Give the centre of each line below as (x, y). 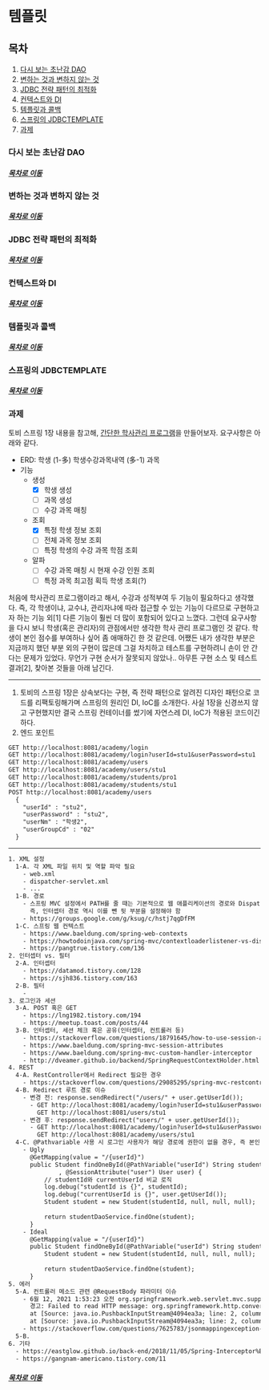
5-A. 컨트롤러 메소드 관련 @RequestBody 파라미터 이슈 (96, 1291)
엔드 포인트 (37, 732)
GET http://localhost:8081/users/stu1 (102, 1112)
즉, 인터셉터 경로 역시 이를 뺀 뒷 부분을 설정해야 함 (105, 911)
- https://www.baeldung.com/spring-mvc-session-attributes (123, 1045)
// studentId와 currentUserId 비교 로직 (108, 1180)
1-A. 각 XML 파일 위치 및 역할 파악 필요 (75, 866)
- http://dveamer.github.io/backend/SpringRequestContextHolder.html (141, 1060)
